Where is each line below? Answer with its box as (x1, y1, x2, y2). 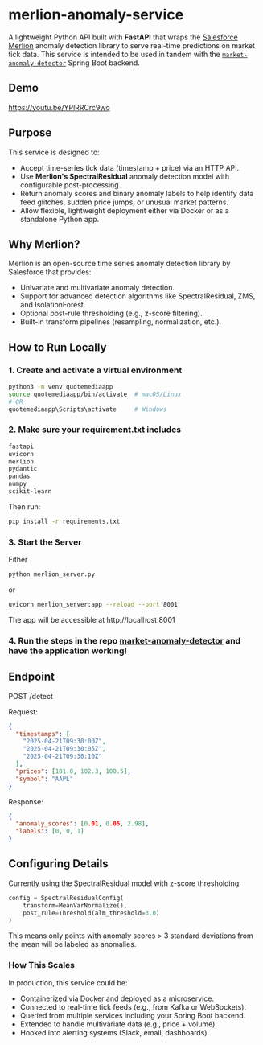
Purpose (8, 126, 52, 140)
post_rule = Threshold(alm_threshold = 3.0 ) (23, 909, 160, 917)
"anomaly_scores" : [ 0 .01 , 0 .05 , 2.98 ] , (15, 820, 150, 828)
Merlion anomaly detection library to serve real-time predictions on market (8, 40, 256, 50)
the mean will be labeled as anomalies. (8, 940, 137, 949)
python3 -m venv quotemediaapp (8, 383, 113, 391)
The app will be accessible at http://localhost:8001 (8, 615, 175, 624)
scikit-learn (8, 488, 52, 496)
